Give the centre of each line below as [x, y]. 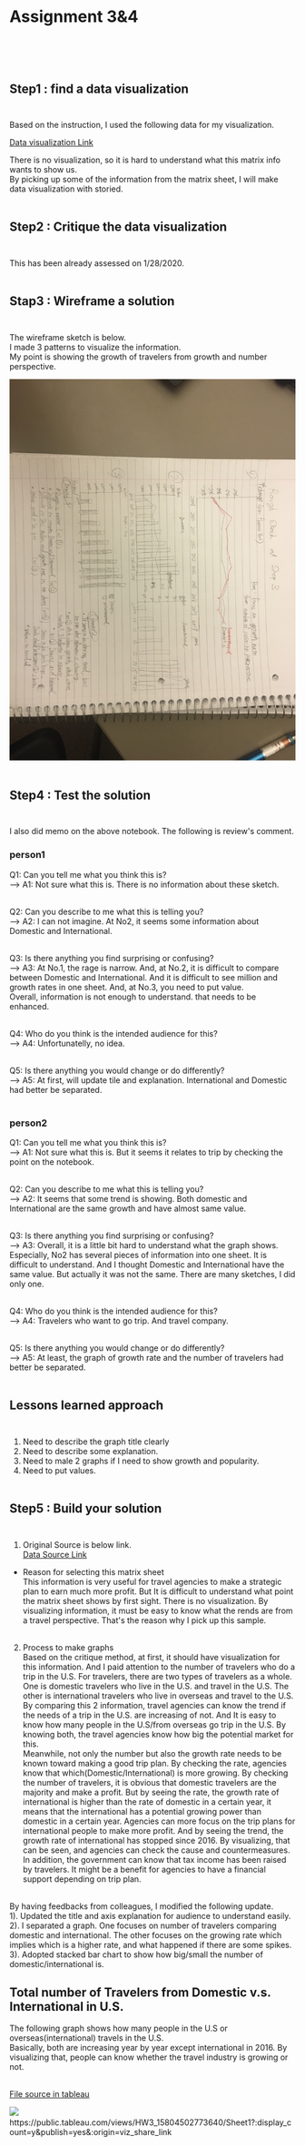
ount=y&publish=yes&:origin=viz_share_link [91, 2132]
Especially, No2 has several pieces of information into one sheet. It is [138, 1255]
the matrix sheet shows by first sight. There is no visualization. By [145, 1600]
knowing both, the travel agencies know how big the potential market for [158, 1734]
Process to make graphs [68, 1647]
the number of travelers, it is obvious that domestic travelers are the [149, 1782]
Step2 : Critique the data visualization [118, 227]
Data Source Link [55, 1554]
